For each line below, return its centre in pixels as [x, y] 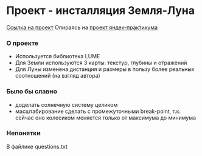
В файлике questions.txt [37, 146]
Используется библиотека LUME [57, 56]
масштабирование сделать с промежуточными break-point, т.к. [98, 111]
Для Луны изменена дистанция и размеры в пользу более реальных [105, 69]
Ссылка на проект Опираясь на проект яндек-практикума [82, 27]
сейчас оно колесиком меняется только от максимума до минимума [106, 117]
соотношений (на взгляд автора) [57, 76]
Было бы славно [32, 92]
